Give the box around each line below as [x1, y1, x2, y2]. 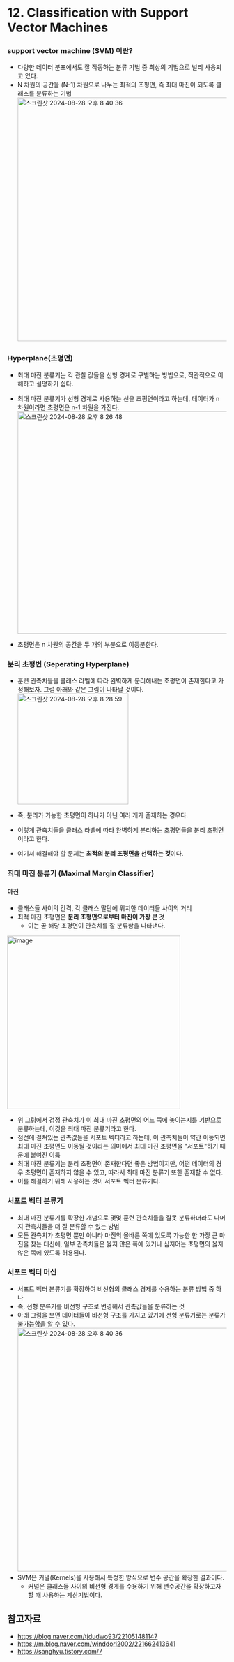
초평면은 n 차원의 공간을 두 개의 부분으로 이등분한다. [17, 640, 159, 648]
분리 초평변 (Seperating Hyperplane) [7, 659, 130, 669]
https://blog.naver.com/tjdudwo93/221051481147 [17, 1632, 158, 1640]
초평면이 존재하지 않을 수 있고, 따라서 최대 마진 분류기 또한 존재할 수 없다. [24, 1168, 224, 1176]
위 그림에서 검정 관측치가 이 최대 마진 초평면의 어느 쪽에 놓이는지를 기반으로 [17, 1116, 222, 1124]
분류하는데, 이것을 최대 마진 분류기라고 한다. [17, 1125, 137, 1133]
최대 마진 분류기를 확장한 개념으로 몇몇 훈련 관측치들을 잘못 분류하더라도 [17, 1213, 213, 1222]
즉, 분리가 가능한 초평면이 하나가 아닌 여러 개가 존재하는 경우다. [17, 811, 189, 819]
